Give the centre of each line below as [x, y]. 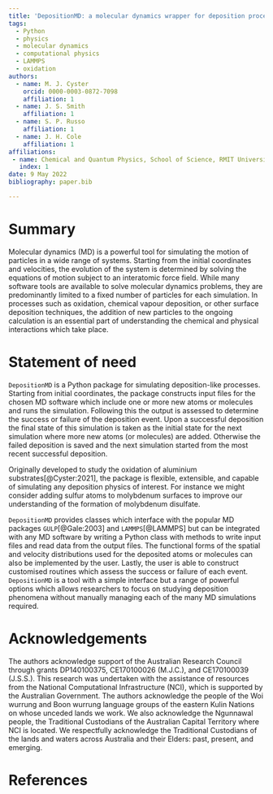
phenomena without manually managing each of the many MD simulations [132, 597]
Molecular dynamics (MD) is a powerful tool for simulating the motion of [129, 252]
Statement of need [72, 362]
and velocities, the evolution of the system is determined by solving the [128, 269]
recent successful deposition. [58, 453]
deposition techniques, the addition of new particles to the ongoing [121, 312]
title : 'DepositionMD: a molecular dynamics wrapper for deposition [127, 16]
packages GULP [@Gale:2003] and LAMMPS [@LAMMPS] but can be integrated [134, 528]
